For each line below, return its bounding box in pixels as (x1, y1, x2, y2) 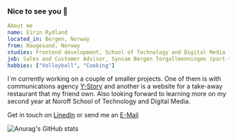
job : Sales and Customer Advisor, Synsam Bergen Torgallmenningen (7, 55, 207, 62)
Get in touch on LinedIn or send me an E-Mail (7, 111, 139, 119)
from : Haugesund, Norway (7, 42, 80, 49)
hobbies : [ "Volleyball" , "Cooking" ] (7, 62, 115, 69)
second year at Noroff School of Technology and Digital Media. (7, 97, 190, 105)
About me (7, 23, 33, 30)
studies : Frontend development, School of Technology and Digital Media (7, 49, 226, 56)
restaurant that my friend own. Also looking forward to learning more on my (7, 90, 227, 98)
